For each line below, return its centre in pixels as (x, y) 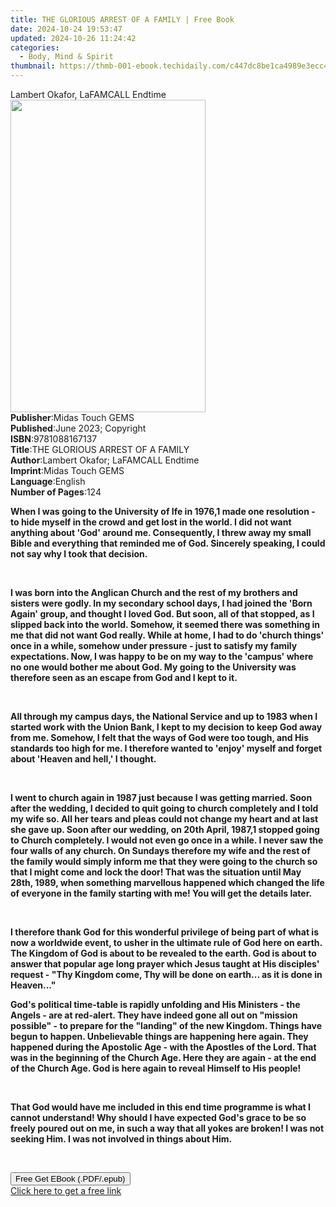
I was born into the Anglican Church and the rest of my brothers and (154, 592)
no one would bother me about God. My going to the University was (153, 667)
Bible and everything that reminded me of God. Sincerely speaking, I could (168, 543)
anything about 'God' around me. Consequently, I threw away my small (161, 532)
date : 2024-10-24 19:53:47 (66, 29)
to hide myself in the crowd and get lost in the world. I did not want (151, 522)
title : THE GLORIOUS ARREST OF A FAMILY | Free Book (122, 19)
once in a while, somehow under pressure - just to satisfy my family (154, 645)
